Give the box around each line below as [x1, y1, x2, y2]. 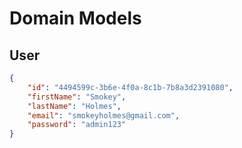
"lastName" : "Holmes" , [27, 101, 122, 111]
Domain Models [9, 7, 142, 30]
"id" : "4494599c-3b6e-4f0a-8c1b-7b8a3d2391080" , [27, 82, 234, 92]
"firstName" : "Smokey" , [27, 92, 127, 102]
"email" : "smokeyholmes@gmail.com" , [27, 110, 181, 121]
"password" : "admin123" [27, 120, 127, 130]
